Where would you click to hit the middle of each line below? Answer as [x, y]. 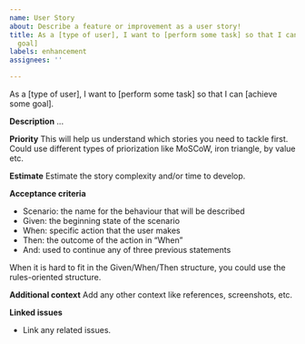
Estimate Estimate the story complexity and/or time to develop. [128, 176]
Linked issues [36, 312]
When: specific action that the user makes [102, 230]
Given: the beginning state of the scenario [101, 221]
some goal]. [32, 104]
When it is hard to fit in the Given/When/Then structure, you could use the [148, 268]
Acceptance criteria [48, 193]
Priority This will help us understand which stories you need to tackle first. [149, 139]
